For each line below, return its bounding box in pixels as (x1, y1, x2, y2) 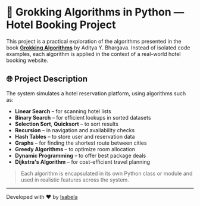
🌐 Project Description (6, 74, 88, 84)
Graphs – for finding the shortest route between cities (14, 139, 147, 146)
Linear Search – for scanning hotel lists (14, 107, 111, 115)
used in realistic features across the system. (20, 176, 129, 183)
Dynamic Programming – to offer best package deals (14, 152, 146, 159)
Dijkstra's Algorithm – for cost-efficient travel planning (14, 158, 151, 166)
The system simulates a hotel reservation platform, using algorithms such (6, 89, 186, 97)
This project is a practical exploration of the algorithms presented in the (6, 38, 182, 45)
